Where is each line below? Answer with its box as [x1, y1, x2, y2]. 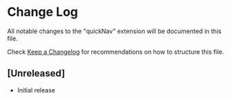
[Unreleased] [7, 68, 66, 79]
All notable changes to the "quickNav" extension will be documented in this [7, 27, 222, 35]
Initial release [17, 86, 55, 94]
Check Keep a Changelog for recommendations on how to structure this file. [7, 48, 225, 56]
